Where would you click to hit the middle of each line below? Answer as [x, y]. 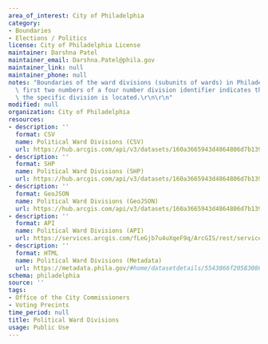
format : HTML [37, 253]
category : [25, 23]
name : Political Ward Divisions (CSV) [80, 142]
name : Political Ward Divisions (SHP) [80, 172]
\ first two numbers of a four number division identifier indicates [133, 90]
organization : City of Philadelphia [69, 113]
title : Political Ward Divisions [64, 320]
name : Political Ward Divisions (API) [80, 231]
